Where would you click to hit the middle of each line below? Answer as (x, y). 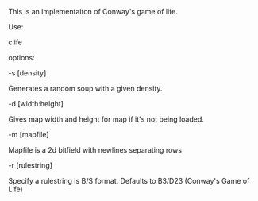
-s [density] (27, 73)
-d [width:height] (36, 104)
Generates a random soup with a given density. (85, 88)
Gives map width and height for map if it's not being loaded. (106, 119)
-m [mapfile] (29, 135)
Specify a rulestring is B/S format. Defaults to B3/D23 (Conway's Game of (129, 181)
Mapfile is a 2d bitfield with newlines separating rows (95, 150)
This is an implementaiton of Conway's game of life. (93, 12)
